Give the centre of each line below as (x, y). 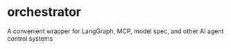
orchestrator (44, 12)
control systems (30, 38)
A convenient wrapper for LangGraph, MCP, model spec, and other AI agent (115, 31)
